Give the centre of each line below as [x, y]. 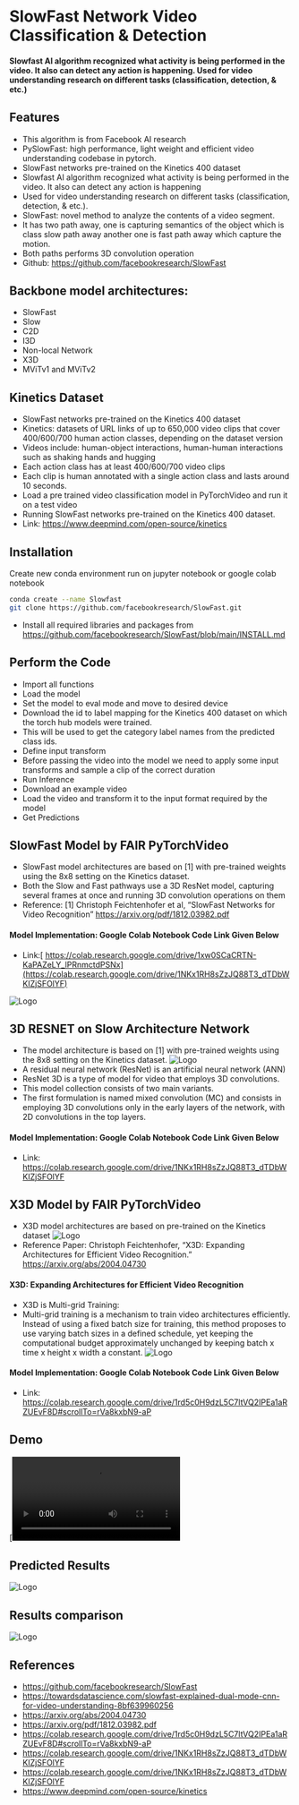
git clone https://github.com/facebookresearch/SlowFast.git [126, 607]
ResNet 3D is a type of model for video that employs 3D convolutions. [151, 1079]
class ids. [40, 741]
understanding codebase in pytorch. [89, 158]
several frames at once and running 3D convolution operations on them [154, 895]
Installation [41, 552]
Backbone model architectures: [99, 291]
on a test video [50, 505]
